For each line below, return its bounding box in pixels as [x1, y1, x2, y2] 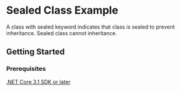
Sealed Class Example [6, 4, 118, 17]
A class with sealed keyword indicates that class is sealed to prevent [6, 23, 175, 30]
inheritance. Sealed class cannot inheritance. [6, 29, 118, 36]
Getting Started [6, 47, 65, 57]
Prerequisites [6, 65, 46, 73]
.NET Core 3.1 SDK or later [6, 78, 70, 85]
